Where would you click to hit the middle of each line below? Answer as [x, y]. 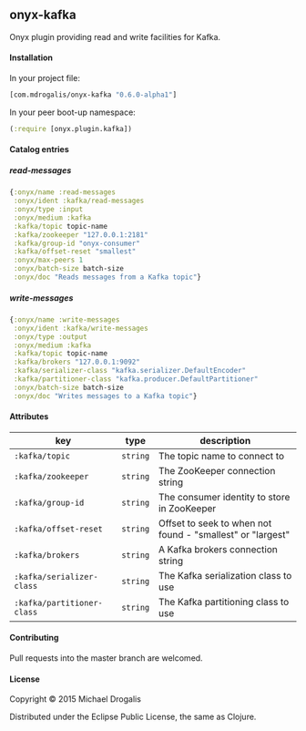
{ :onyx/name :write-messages [65, 319]
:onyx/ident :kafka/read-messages [79, 201]
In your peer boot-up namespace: [73, 112]
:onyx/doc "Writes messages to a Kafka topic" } [105, 396]
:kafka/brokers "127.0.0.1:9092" [77, 362]
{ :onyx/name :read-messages [63, 192]
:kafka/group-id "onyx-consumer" [77, 243]
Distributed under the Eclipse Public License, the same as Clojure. [133, 717]
